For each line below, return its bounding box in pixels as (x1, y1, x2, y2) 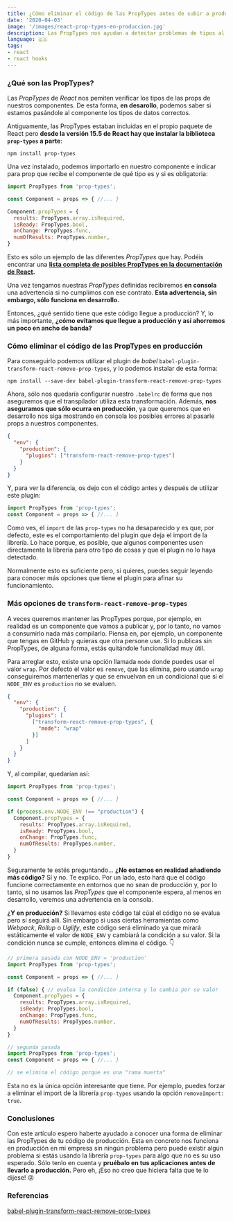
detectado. (7, 553, 38, 561)
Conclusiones (7, 1113, 55, 1123)
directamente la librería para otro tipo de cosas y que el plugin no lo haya (7, 545, 216, 555)
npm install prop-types (7, 150, 76, 157)
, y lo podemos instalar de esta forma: (110, 365, 218, 373)
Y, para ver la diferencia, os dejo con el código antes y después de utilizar (7, 484, 218, 492)
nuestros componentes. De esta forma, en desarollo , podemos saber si (7, 101, 212, 110)
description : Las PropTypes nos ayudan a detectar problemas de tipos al (7, 29, 225, 37)
